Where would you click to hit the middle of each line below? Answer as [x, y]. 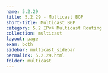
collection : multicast [34, 34]
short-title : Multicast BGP [41, 22]
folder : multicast [29, 61]
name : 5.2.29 [22, 11]
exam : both [20, 45]
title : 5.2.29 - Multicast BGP [45, 17]
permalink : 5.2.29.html [36, 55]
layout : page [22, 39]
